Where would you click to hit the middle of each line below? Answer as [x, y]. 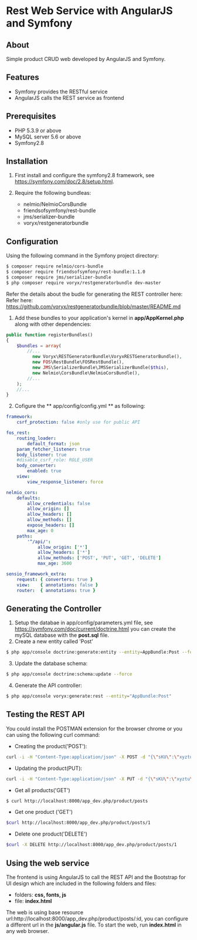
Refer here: [20, 300]
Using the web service [48, 863]
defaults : [29, 498]
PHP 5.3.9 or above [38, 130]
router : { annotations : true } [56, 590]
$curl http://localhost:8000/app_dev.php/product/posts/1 [78, 823]
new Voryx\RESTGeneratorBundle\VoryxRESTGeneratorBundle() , [107, 357]
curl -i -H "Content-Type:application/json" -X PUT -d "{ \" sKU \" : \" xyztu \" [101, 779]
